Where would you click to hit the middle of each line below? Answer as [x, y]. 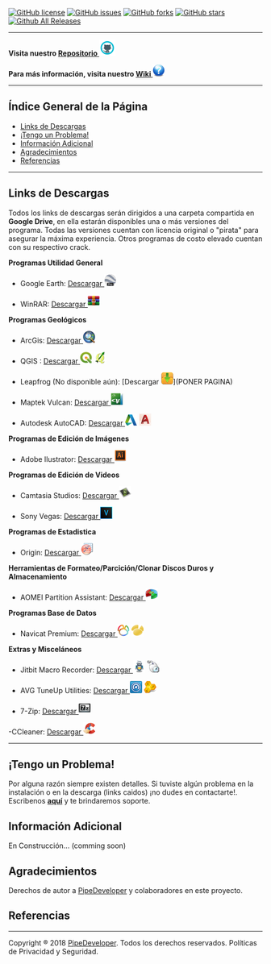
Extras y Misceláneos [45, 649]
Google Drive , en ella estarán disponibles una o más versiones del [119, 221]
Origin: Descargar [49, 552]
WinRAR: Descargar [53, 304]
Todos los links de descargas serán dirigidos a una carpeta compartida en [131, 213]
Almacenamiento [38, 576]
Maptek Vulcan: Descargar [65, 402]
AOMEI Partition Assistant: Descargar [82, 597]
